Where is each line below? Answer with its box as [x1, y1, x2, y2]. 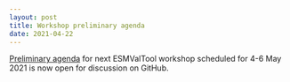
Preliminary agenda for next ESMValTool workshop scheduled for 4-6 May [9, 54, 282, 64]
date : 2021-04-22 [9, 29, 74, 38]
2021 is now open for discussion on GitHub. [9, 63, 169, 73]
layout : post [9, 12, 58, 22]
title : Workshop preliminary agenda [9, 21, 145, 30]
